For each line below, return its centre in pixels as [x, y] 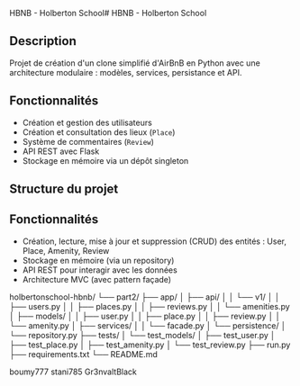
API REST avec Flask [61, 151]
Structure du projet [64, 189]
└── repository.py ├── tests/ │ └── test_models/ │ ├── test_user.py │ [143, 335]
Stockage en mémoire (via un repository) [98, 260]
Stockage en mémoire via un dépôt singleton [105, 160]
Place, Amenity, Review [66, 250]
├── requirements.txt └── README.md [83, 354]
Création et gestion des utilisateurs [87, 122]
